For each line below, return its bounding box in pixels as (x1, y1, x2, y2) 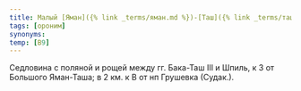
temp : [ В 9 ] (9, 37, 50, 47)
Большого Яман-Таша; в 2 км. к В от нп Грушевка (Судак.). (9, 72, 235, 83)
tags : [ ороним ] (9, 21, 66, 30)
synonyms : (9, 29, 47, 38)
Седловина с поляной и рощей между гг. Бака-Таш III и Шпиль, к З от (9, 62, 275, 73)
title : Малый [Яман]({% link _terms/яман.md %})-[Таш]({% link (9, 12, 251, 22)
